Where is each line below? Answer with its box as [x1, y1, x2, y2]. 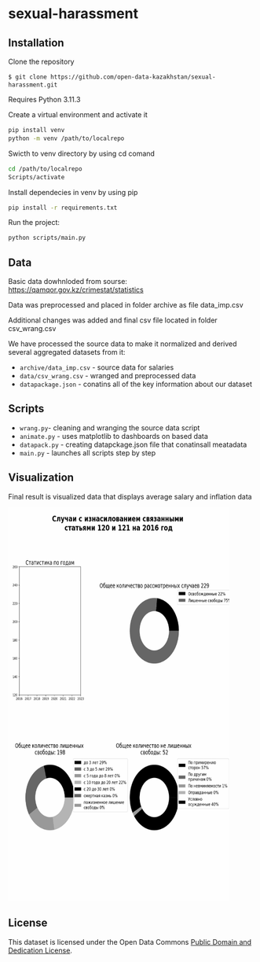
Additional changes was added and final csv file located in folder [8, 315, 218, 325]
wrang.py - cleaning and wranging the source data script [19, 422, 200, 433]
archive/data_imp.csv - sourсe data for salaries [19, 363, 174, 372]
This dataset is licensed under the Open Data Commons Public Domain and [8, 937, 252, 946]
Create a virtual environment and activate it [8, 110, 148, 119]
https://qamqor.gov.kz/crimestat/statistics [8, 285, 144, 295]
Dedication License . [8, 945, 73, 955]
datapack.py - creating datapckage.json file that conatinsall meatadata [19, 440, 247, 449]
